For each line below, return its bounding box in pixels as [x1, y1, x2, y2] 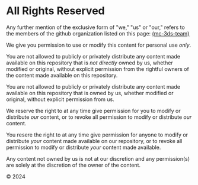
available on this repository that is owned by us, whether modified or [6, 89, 174, 96]
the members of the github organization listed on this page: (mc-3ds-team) [6, 30, 190, 37]
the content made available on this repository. [6, 72, 118, 79]
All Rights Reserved [6, 4, 105, 18]
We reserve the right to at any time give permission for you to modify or [6, 107, 181, 114]
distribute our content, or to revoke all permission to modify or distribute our [6, 113, 192, 121]
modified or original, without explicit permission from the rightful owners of [6, 65, 190, 72]
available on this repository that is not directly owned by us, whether [6, 59, 173, 66]
